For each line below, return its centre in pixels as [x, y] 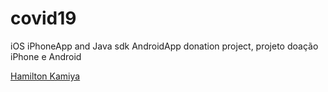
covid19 [43, 18]
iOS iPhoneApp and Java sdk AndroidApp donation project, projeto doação [164, 46]
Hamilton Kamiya [45, 76]
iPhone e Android [46, 56]
